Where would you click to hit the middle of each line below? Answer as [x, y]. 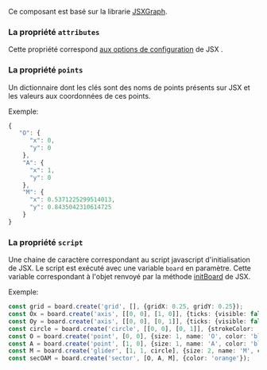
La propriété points [46, 70]
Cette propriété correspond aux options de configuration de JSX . [116, 49]
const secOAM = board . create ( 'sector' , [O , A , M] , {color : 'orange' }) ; [130, 358]
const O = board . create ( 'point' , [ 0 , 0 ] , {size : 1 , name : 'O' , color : [128, 336]
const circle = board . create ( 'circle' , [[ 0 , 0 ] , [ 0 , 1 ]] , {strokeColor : [131, 329]
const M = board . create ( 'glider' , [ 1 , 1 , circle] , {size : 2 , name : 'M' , [131, 351]
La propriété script [46, 242]
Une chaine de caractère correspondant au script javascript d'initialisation [129, 260]
